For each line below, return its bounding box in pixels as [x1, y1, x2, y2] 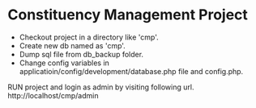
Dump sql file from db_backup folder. [19, 49, 143, 59]
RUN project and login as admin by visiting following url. [7, 82, 194, 92]
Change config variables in [19, 58, 110, 68]
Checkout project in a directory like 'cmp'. [19, 32, 159, 42]
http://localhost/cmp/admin [7, 90, 99, 100]
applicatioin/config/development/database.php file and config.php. [19, 66, 244, 76]
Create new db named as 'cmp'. [19, 40, 126, 50]
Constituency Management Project [7, 6, 249, 24]
